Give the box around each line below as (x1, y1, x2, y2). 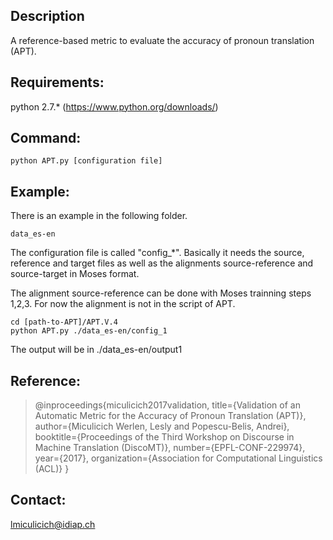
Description (10, 8, 85, 25)
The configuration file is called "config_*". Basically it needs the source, (10, 247, 305, 259)
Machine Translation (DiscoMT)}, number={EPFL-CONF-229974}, (34, 442, 306, 454)
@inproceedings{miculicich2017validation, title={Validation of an (34, 399, 301, 411)
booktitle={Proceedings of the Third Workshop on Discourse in (34, 431, 295, 443)
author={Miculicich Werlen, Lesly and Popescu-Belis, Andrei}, (34, 420, 290, 433)
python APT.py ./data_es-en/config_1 (10, 326, 168, 336)
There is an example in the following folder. (10, 210, 188, 222)
